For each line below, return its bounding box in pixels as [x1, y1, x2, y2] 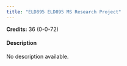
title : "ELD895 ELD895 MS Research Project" [6, 8, 122, 15]
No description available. [6, 53, 69, 60]
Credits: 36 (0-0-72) [6, 25, 59, 33]
